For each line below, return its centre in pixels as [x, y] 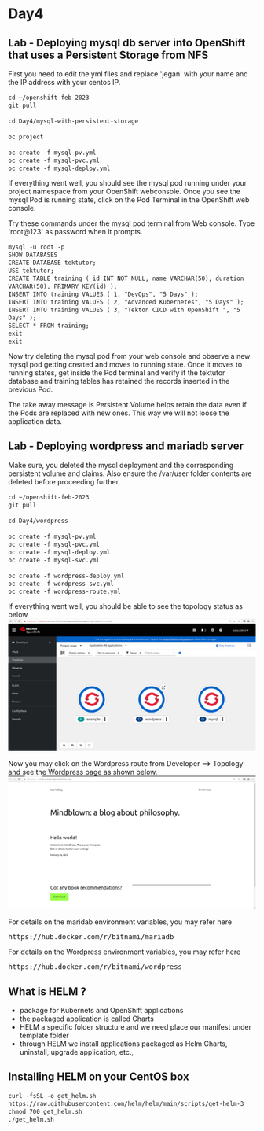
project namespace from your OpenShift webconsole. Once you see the [125, 191]
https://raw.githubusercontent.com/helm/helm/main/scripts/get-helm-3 [126, 1103]
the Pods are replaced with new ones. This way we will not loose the [119, 413]
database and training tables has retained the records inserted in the [119, 381]
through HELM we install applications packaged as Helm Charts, [123, 1044]
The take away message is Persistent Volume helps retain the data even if [128, 405]
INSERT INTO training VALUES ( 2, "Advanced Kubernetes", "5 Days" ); [126, 302]
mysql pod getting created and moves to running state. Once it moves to [125, 364]
